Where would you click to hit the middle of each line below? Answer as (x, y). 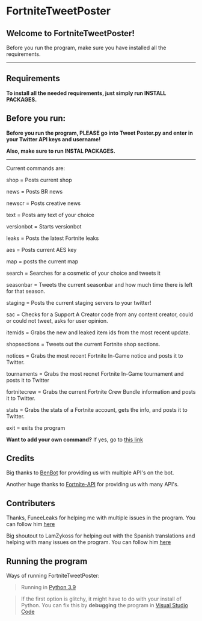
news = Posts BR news (35, 191)
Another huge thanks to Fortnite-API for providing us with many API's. (93, 485)
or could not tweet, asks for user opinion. (57, 320)
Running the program (47, 561)
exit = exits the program (36, 427)
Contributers (31, 503)
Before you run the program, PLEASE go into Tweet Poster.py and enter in (100, 133)
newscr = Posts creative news (44, 203)
